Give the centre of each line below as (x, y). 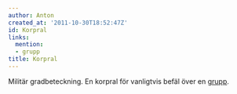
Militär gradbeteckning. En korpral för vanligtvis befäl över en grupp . (119, 81)
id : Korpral (27, 30)
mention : (29, 45)
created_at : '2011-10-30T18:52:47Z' (68, 23)
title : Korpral (33, 60)
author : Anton (31, 15)
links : (19, 37)
